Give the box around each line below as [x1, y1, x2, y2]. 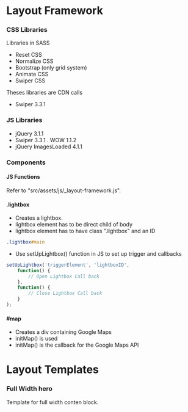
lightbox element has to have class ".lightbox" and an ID [15, 227, 156, 235]
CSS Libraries [6, 26, 48, 34]
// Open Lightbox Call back [28, 273, 99, 280]
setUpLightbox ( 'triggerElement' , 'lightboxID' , [6, 262, 130, 268]
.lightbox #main [6, 239, 45, 245]
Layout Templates [6, 363, 99, 377]
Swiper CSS [15, 77, 46, 84]
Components [6, 158, 46, 167]
